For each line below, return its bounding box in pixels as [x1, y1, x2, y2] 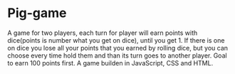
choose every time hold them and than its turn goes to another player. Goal [7, 51, 227, 60]
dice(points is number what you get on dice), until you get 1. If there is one [7, 36, 225, 44]
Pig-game [7, 5, 67, 21]
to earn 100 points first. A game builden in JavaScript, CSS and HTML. [7, 58, 214, 67]
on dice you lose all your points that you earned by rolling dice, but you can [7, 43, 229, 52]
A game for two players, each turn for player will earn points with [7, 28, 198, 37]
